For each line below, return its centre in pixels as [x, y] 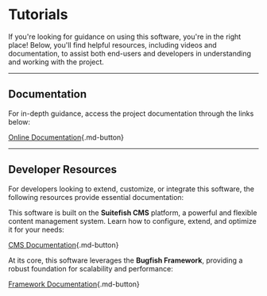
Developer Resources [63, 169]
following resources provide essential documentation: [96, 197]
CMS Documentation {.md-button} [64, 244]
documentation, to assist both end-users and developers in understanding [130, 53]
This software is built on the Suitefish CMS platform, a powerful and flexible [133, 213]
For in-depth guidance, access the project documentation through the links [131, 113]
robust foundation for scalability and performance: [91, 268]
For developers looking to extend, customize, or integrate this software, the [131, 189]
